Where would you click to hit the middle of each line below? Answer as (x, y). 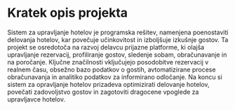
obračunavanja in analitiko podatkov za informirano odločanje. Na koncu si (115, 77)
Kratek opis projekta (68, 13)
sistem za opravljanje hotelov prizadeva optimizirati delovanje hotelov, (108, 84)
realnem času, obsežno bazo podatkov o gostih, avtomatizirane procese (112, 69)
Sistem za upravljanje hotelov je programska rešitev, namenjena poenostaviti (118, 32)
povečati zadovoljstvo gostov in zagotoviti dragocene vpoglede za (103, 92)
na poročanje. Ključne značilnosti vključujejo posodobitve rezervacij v (108, 62)
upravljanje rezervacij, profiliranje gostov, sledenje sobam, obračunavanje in (117, 55)
